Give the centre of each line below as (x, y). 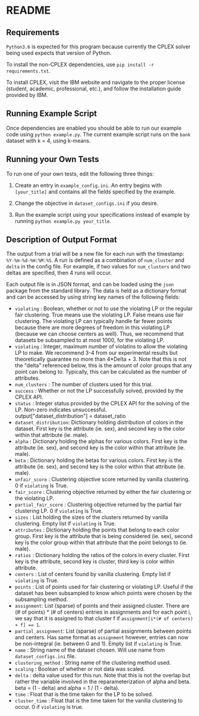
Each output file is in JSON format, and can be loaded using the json (90, 284)
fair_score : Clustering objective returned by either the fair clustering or (103, 492)
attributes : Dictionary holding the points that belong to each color (97, 530)
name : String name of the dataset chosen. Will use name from (90, 650)
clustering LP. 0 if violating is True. (59, 511)
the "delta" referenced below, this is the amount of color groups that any (103, 365)
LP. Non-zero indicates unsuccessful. (61, 410)
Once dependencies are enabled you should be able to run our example (94, 128)
